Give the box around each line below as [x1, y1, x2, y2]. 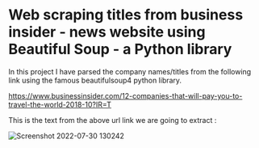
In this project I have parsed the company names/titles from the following [8, 66, 252, 76]
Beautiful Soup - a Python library [8, 40, 232, 58]
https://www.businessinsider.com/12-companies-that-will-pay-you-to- [8, 91, 243, 100]
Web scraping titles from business [8, 6, 244, 24]
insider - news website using [8, 23, 206, 41]
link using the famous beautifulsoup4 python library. [8, 75, 182, 85]
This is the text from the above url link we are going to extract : [8, 115, 217, 125]
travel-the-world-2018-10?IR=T [8, 99, 111, 109]
